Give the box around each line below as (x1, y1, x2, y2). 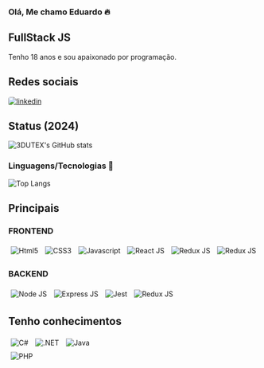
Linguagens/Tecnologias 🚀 (8, 160, 114, 171)
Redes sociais (8, 75, 79, 89)
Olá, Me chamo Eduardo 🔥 (8, 6, 111, 18)
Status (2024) (8, 119, 80, 133)
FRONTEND (8, 225, 54, 237)
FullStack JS (8, 31, 72, 45)
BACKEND (8, 268, 49, 280)
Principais (8, 202, 60, 215)
